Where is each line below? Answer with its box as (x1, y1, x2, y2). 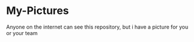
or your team (6, 29, 37, 36)
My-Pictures (6, 4, 70, 17)
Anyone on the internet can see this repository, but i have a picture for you (6, 23, 189, 30)
